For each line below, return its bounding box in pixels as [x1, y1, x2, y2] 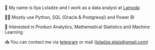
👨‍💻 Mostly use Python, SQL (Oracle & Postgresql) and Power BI [4, 14, 135, 20]
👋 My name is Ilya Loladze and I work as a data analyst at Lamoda [4, 5, 140, 10]
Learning [4, 29, 23, 35]
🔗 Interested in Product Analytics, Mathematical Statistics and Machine [4, 24, 150, 30]
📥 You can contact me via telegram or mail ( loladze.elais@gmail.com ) [4, 39, 149, 45]
